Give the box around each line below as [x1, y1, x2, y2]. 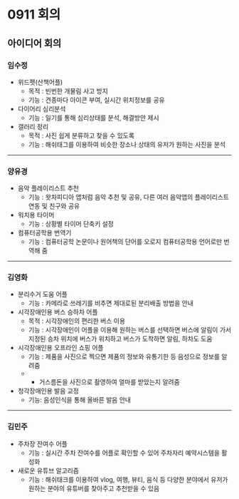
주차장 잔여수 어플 [17, 439, 68, 448]
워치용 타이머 [17, 211, 55, 220]
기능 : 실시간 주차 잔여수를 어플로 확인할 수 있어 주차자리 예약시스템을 [28, 448, 221, 457]
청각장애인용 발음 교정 [17, 386, 80, 396]
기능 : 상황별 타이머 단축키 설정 [28, 220, 114, 228]
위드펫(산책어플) [17, 78, 63, 86]
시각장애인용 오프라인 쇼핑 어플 [17, 344, 104, 352]
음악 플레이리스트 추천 [17, 184, 80, 192]
